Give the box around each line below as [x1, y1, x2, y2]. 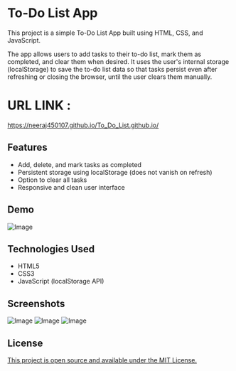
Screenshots [7, 297, 65, 310]
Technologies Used [7, 243, 95, 255]
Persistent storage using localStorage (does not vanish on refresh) [17, 168, 213, 176]
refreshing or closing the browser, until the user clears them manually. [7, 72, 213, 81]
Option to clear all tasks [17, 176, 87, 184]
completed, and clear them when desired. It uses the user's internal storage [7, 57, 230, 65]
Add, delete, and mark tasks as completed [17, 160, 142, 168]
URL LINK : [7, 97, 71, 114]
